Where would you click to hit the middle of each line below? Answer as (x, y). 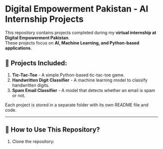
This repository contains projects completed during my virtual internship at (81, 32)
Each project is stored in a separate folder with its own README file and (77, 104)
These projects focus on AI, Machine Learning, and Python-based (72, 43)
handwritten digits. (31, 85)
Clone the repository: (33, 141)
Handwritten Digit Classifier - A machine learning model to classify (80, 80)
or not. (19, 95)
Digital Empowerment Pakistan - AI (77, 9)
